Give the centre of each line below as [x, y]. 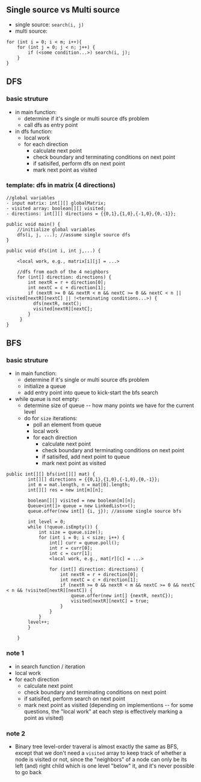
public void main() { [33, 224]
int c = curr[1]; [71, 554]
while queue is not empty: [47, 399]
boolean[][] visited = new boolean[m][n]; [82, 501]
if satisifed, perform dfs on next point [79, 163]
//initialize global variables [56, 229]
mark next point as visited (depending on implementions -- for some [109, 705]
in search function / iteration [50, 666]
